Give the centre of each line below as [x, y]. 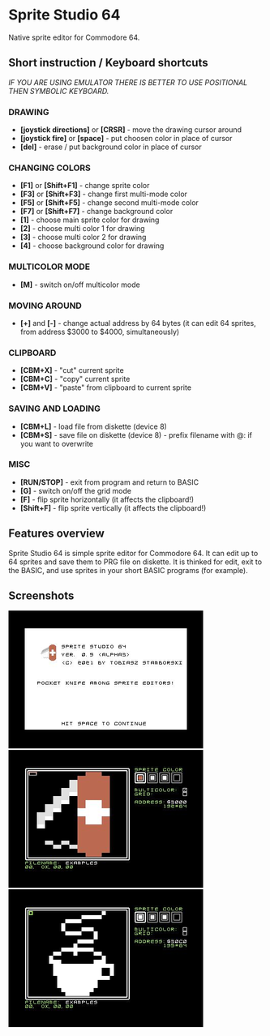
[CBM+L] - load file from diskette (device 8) [94, 426]
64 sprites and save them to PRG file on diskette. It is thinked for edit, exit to [135, 562]
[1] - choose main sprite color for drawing [90, 220]
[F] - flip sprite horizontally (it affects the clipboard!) [107, 499]
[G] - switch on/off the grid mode [76, 490]
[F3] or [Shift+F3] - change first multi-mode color [104, 194]
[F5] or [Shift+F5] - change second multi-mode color [109, 203]
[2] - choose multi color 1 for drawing [82, 229]
